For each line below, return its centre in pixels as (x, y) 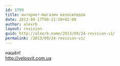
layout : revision (24, 29)
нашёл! (13, 53)
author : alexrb (21, 24)
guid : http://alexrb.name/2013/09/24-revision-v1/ (60, 34)
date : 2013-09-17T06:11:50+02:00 (41, 19)
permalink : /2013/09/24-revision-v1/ (45, 39)
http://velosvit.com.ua (28, 58)
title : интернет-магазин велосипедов (45, 15)
